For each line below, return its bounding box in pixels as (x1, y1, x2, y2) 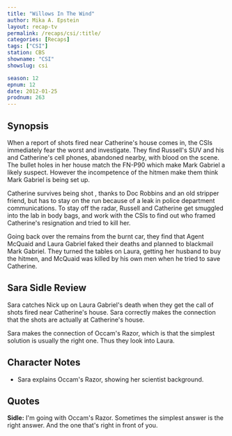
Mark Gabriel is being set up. (7, 175, 91, 183)
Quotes (7, 395, 40, 407)
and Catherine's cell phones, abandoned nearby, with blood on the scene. (7, 153, 219, 161)
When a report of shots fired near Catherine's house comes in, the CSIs (7, 138, 212, 146)
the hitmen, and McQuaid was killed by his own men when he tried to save (7, 254, 221, 262)
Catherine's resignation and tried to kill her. (7, 218, 131, 227)
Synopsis (7, 120, 49, 132)
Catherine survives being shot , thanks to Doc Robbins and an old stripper (7, 189, 219, 197)
